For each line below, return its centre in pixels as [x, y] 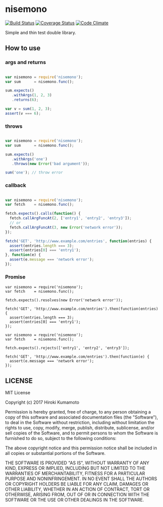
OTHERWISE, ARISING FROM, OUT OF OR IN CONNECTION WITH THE [77, 495]
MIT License [18, 393]
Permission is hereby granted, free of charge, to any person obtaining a [78, 412]
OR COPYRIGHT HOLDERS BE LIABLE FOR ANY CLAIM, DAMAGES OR [77, 484]
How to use [23, 48]
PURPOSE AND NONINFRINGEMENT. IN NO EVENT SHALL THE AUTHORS [81, 479]
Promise [15, 277]
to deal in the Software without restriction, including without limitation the [80, 422]
